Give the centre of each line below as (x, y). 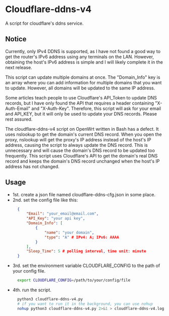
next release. (19, 67)
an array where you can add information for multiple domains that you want (83, 82)
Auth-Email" (18, 108)
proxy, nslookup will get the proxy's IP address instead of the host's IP (78, 139)
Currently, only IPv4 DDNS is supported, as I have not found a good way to (83, 51)
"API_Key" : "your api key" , (55, 219)
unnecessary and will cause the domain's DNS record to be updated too (80, 150)
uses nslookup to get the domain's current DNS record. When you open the (84, 134)
